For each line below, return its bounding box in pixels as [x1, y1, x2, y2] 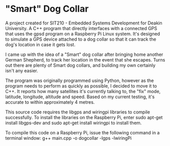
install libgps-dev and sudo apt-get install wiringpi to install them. [5, 120, 142, 126]
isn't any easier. [5, 67, 39, 74]
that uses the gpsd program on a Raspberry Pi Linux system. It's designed [5, 31, 160, 37]
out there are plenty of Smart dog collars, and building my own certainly [5, 62, 156, 68]
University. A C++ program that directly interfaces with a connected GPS [5, 25, 157, 31]
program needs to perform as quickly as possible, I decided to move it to [5, 82, 157, 89]
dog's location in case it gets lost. [5, 41, 76, 47]
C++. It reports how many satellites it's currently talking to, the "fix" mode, [5, 88, 161, 94]
